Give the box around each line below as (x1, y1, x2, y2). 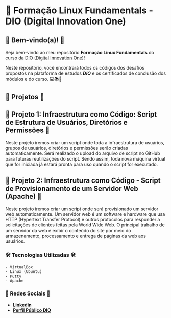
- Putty (5, 274, 22, 279)
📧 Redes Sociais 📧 (5, 290, 51, 297)
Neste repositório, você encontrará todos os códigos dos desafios (5, 65, 144, 71)
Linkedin (12, 302, 32, 308)
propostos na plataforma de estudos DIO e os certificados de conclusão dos (5, 70, 166, 76)
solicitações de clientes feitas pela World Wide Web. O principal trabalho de (5, 222, 165, 228)
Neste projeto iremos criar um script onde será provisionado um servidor (5, 206, 159, 212)
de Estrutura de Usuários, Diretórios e (5, 118, 128, 127)
